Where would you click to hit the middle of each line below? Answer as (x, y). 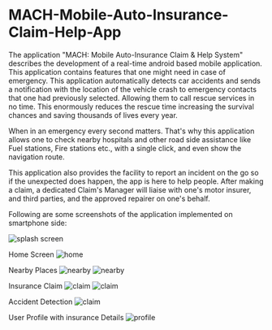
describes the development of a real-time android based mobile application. (135, 63)
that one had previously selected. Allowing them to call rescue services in (132, 98)
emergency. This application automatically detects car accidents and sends (135, 80)
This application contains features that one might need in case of (117, 72)
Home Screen (31, 254)
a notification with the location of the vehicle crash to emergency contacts (133, 89)
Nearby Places (33, 270)
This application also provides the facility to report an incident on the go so (134, 172)
